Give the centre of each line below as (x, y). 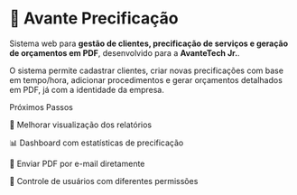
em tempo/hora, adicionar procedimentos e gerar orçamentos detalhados (146, 79)
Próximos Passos (42, 107)
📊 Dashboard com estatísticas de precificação (97, 143)
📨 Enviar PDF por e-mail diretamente (77, 163)
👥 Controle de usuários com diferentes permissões (104, 181)
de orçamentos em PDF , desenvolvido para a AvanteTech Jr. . (125, 52)
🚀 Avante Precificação (94, 19)
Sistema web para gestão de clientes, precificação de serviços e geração (149, 43)
